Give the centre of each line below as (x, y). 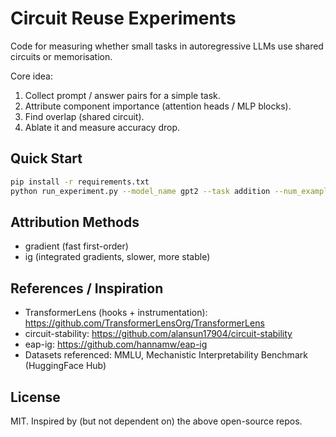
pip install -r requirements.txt (80, 182)
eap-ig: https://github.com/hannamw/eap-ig (116, 344)
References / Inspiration (87, 288)
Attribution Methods (75, 222)
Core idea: (31, 76)
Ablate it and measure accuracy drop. (102, 127)
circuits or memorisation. (61, 56)
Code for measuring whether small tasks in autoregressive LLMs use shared (167, 46)
